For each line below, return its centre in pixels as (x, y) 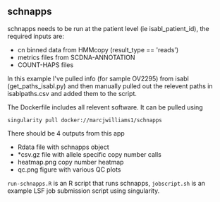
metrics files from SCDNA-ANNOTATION (76, 57)
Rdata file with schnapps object (63, 147)
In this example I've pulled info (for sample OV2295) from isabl (98, 78)
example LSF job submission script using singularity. (84, 191)
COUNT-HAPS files (45, 65)
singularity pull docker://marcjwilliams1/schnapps (85, 120)
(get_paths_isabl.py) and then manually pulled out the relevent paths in (110, 86)
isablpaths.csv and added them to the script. (72, 93)
